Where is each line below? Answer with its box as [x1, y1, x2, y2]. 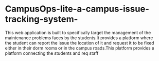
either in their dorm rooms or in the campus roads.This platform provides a [5, 45, 155, 51]
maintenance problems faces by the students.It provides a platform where [5, 35, 153, 41]
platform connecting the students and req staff [5, 50, 99, 56]
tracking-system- [5, 14, 78, 25]
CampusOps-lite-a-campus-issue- [5, 3, 150, 15]
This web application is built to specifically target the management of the [5, 30, 151, 35]
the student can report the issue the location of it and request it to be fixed [5, 40, 155, 46]
